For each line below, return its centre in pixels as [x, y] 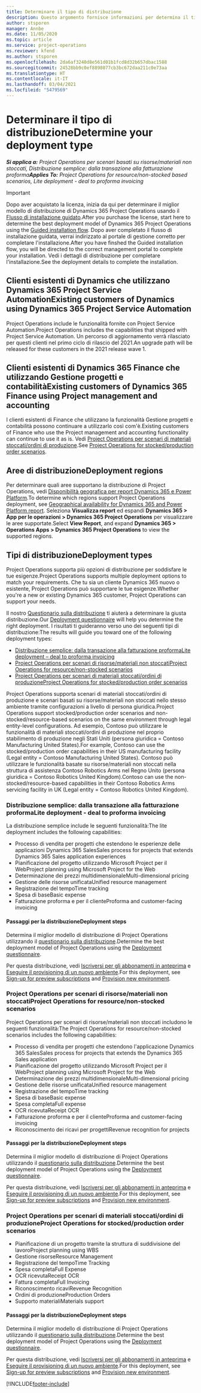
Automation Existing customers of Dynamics [90, 300]
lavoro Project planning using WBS [57, 1250]
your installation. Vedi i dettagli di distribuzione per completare [83, 255]
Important [18, 192]
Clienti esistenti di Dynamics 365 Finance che [93, 368]
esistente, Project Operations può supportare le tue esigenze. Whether [92, 589]
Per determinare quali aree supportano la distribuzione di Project [86, 485]
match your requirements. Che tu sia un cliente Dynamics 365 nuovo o [93, 582]
